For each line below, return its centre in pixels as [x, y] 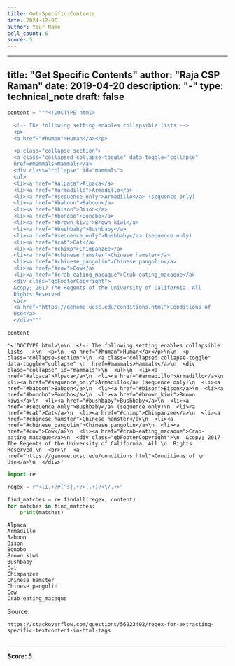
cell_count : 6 [28, 33]
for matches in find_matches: [51, 506]
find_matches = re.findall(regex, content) [72, 499]
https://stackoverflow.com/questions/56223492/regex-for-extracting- [111, 625]
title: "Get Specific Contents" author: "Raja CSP [114, 75]
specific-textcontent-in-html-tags [59, 631]
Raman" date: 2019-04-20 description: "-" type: [115, 86]
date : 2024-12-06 [33, 20]
